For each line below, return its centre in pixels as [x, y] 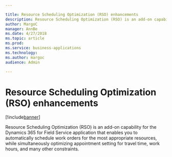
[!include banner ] [23, 117]
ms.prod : [15, 43]
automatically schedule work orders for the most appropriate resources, [81, 138]
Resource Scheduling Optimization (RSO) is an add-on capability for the [81, 127]
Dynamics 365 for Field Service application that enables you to [72, 133]
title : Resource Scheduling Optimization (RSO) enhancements [72, 14]
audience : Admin [23, 62]
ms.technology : [21, 53]
